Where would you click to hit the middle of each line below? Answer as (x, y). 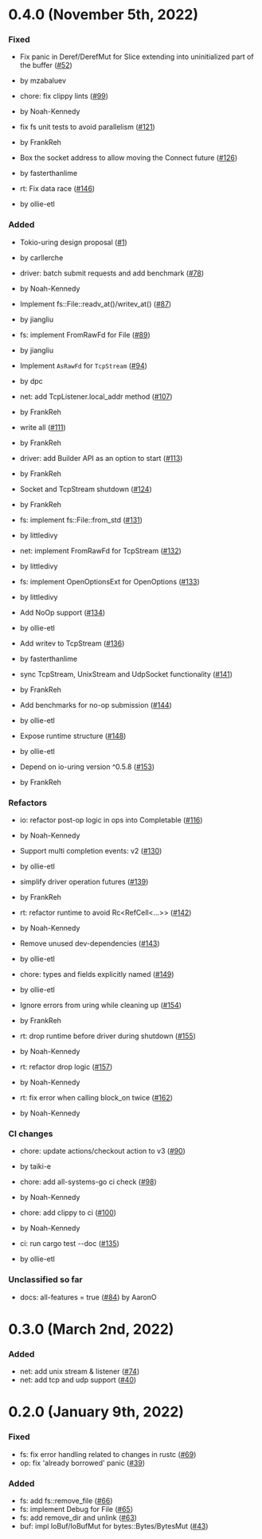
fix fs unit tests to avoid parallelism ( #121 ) (87, 127)
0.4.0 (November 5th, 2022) (104, 15)
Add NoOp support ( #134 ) (63, 612)
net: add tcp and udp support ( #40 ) (78, 1380)
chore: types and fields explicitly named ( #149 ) (97, 975)
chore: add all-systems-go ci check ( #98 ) (88, 1182)
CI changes (31, 1134)
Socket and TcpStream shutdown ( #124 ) (86, 489)
